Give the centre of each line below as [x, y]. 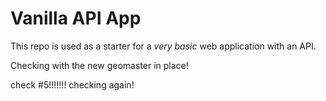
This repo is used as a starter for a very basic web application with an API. [163, 46]
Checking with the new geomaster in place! [99, 65]
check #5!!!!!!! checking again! [72, 84]
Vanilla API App [76, 18]
